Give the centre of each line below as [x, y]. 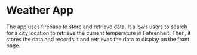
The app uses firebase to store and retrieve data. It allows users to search [97, 27]
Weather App [40, 10]
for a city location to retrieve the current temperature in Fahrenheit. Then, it [98, 33]
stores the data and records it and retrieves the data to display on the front [98, 39]
